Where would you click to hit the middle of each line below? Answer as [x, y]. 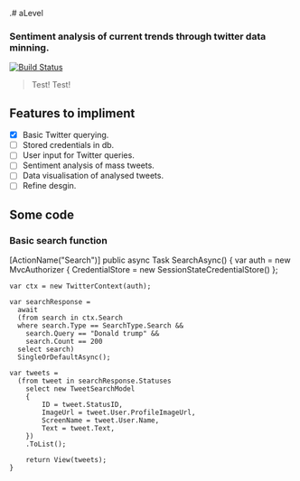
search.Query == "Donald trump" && [93, 334]
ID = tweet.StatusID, [83, 405]
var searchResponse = [50, 302]
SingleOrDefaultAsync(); [64, 357]
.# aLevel [26, 13]
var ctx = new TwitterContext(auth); [80, 287]
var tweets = [34, 374]
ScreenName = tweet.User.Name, [101, 421]
